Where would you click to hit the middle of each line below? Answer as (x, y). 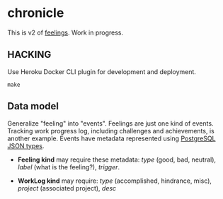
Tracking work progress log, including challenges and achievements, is (111, 131)
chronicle (36, 13)
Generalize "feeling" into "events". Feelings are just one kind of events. (110, 123)
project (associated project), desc (67, 188)
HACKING (29, 55)
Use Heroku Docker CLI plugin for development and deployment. (102, 71)
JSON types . (26, 145)
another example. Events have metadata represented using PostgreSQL (111, 138)
